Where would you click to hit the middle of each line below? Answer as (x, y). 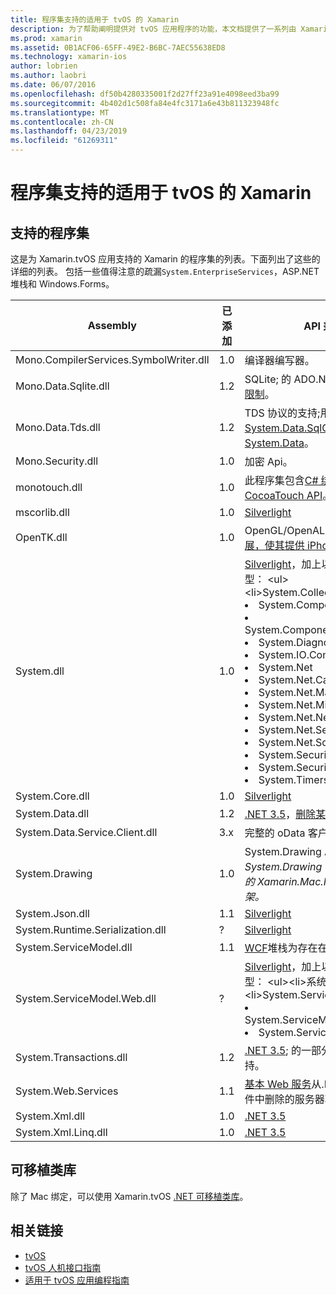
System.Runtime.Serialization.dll (91, 929)
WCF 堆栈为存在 (281, 948)
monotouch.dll (49, 487)
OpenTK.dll (41, 537)
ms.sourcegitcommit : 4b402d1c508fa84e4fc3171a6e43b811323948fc (145, 103)
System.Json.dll (52, 913)
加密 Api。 (268, 461)
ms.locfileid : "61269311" (64, 141)
